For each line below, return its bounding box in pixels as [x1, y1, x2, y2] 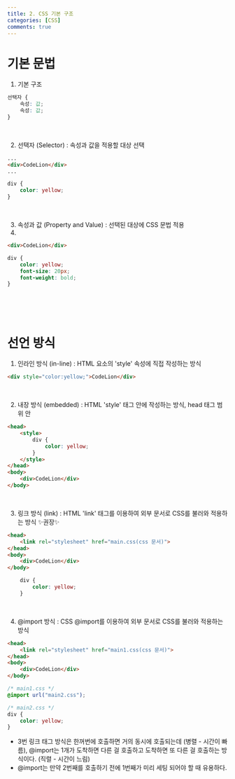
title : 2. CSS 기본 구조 [7, 10, 74, 18]
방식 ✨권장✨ [24, 518, 60, 526]
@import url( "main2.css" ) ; [7, 691, 86, 698]
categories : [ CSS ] [7, 17, 61, 24]
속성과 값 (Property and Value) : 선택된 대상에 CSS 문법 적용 [17, 221, 185, 229]
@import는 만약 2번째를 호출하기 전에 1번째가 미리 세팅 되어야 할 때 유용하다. [17, 764, 227, 772]
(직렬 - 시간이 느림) [38, 754, 91, 764]
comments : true [7, 23, 52, 30]
